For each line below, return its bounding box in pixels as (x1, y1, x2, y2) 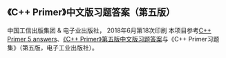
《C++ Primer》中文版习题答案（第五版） (7, 6, 176, 19)
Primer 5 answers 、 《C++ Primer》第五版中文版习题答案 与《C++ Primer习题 (7, 35, 220, 43)
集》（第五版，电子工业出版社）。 (7, 43, 98, 52)
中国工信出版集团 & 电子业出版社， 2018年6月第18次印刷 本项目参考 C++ (7, 26, 212, 35)
